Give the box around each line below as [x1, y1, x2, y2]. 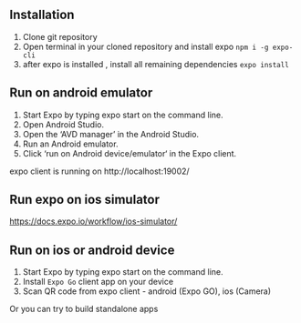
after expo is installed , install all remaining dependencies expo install [22, 58, 289, 69]
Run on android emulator [9, 86, 153, 101]
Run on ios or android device [9, 242, 175, 257]
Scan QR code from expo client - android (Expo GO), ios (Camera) [22, 286, 272, 297]
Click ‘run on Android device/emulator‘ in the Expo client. [22, 147, 237, 158]
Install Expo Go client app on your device [22, 277, 174, 288]
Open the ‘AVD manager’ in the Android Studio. [22, 128, 199, 139]
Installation [9, 7, 75, 23]
